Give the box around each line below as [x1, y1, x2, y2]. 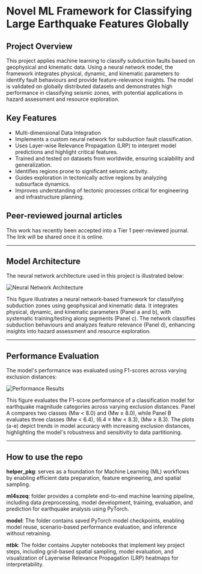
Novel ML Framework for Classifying [6, 4, 192, 18]
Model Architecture [6, 257, 81, 267]
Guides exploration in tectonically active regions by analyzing [14, 174, 167, 181]
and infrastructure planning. [14, 193, 84, 200]
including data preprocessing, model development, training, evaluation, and [6, 499, 194, 506]
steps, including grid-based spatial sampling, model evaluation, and [6, 548, 174, 555]
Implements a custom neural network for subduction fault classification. [14, 135, 193, 142]
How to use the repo [6, 451, 83, 462]
